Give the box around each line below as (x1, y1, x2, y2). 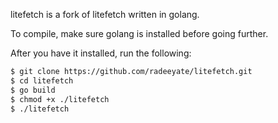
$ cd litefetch (10, 75, 74, 86)
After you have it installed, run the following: (10, 47, 192, 59)
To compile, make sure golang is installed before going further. (10, 28, 269, 39)
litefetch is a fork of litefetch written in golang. (10, 9, 200, 20)
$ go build (10, 85, 56, 95)
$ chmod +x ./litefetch (10, 94, 110, 104)
